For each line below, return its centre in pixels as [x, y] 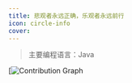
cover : [19, 31]
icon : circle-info [39, 23]
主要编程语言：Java [61, 55]
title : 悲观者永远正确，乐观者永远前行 [66, 16]
